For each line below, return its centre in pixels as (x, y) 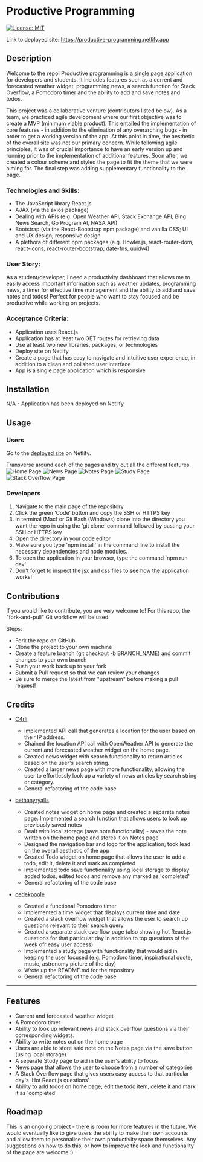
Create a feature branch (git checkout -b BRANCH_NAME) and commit (103, 653)
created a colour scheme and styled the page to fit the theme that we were (99, 162)
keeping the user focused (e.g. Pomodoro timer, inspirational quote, (108, 957)
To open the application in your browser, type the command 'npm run (101, 558)
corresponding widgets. (45, 1035)
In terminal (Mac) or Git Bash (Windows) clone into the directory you (100, 519)
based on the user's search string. (67, 763)
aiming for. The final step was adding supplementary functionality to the (96, 168)
